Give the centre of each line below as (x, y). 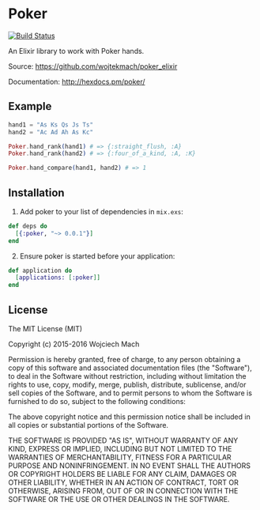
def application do (40, 270)
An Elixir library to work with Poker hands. (76, 51)
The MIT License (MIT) (45, 329)
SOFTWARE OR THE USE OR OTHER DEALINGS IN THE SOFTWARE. (119, 499)
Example (30, 106)
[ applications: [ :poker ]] (58, 278)
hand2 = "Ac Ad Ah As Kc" (51, 132)
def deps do (28, 226)
